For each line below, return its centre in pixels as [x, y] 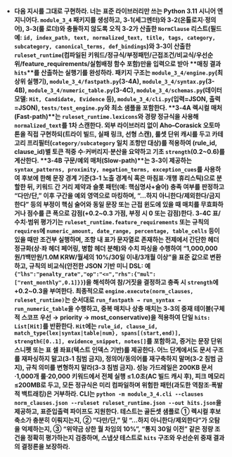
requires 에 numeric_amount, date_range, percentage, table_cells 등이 [117, 231]
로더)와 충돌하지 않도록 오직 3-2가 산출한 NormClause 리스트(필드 [134, 28]
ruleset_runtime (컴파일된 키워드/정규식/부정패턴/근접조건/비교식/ [105, 55]
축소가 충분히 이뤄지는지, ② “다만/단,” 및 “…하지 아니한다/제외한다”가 [110, 420]
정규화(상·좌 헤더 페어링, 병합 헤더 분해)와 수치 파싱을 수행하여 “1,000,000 [116, 248]
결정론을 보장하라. [46, 446]
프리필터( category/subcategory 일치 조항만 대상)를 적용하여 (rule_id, [122, 143]
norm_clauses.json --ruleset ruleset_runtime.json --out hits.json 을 [117, 403]
